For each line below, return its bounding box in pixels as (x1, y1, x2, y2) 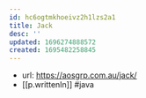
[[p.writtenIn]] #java (21, 79, 95, 90)
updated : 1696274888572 (9, 37, 97, 47)
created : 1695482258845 (9, 46, 97, 55)
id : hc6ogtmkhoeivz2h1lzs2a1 (9, 12, 116, 22)
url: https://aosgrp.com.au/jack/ (21, 70, 138, 80)
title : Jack (9, 21, 53, 30)
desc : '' (9, 29, 41, 38)
